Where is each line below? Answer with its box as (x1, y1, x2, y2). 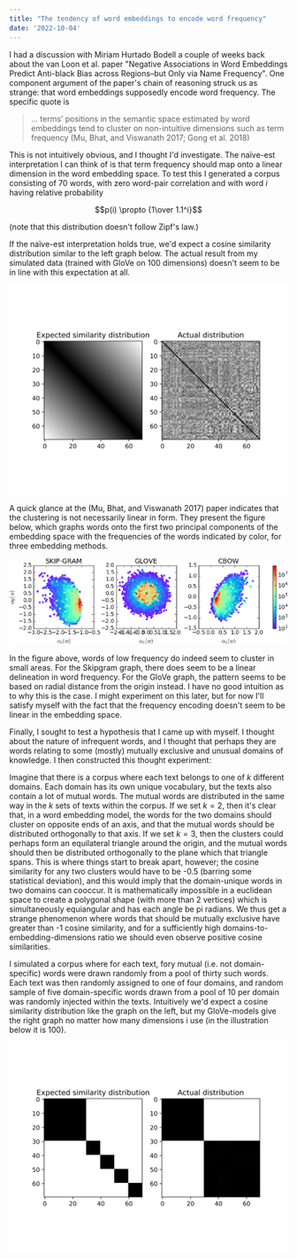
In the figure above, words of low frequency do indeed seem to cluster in (9, 652, 275, 664)
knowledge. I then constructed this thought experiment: (9, 754, 212, 766)
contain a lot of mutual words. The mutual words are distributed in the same (9, 790, 286, 801)
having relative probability (9, 187, 104, 198)
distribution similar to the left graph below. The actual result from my (9, 248, 258, 259)
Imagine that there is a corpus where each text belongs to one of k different (9, 772, 285, 782)
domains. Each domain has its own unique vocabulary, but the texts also (9, 781, 272, 792)
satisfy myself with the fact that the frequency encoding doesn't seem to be (9, 700, 286, 711)
